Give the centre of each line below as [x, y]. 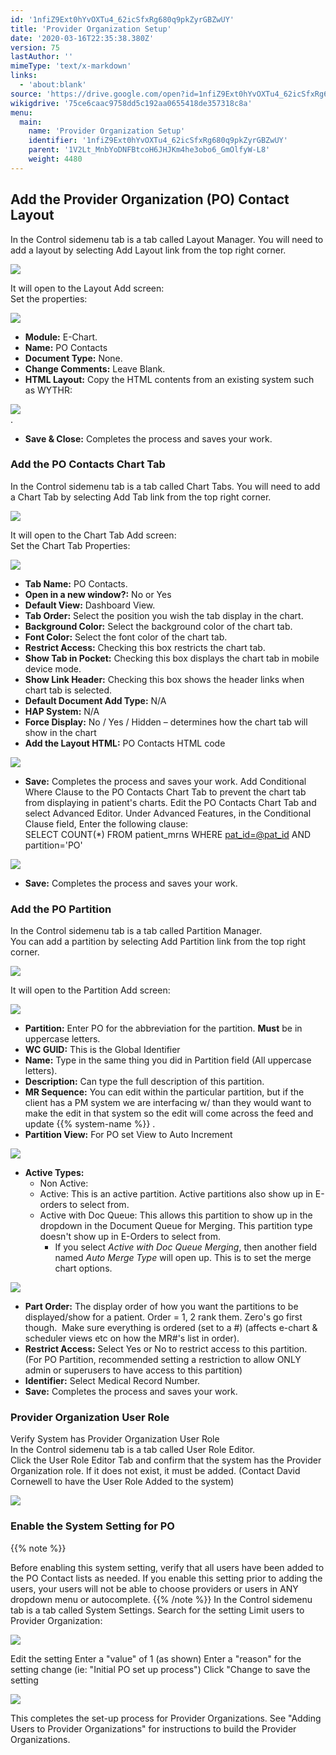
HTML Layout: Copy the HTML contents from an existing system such [169, 379]
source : [26, 94]
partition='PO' [53, 845]
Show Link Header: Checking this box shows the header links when [164, 679]
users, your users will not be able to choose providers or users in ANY [154, 1588]
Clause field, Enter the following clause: [106, 823]
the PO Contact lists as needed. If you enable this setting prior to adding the [166, 1578]
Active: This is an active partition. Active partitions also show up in [176, 1194]
